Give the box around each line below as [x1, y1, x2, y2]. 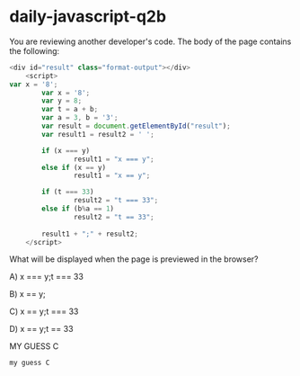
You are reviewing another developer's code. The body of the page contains [9, 36, 292, 47]
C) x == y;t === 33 [9, 306, 79, 317]
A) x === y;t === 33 [9, 272, 84, 282]
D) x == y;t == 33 [9, 324, 74, 335]
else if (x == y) [41, 163, 106, 172]
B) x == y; [9, 289, 47, 300]
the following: [9, 45, 60, 56]
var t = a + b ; [41, 105, 99, 114]
